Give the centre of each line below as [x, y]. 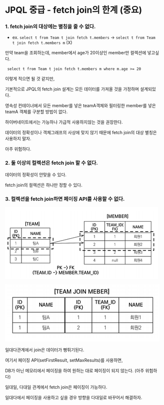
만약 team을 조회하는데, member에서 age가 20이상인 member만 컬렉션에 [76, 53]
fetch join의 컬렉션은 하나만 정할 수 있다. [44, 185]
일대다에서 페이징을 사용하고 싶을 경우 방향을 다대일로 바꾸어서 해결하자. [74, 398]
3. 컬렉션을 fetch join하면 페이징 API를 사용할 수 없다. [65, 199]
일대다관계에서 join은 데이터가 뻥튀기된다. [45, 350]
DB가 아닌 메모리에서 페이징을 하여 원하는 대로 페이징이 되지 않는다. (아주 [75, 371]
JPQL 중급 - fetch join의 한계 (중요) [74, 10]
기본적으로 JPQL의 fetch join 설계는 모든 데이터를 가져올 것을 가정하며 [72, 89]
